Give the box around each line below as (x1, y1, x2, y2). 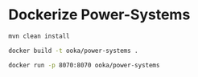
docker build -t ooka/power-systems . (8, 47, 138, 55)
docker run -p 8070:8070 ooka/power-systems (8, 61, 160, 69)
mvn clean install (8, 32, 70, 40)
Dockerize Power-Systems (8, 6, 191, 24)
